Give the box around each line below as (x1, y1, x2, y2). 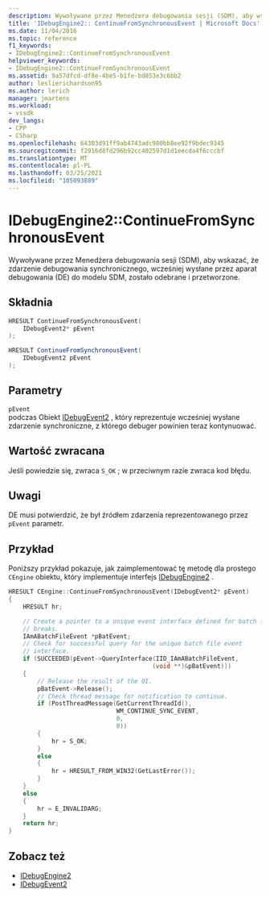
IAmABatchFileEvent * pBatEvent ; (22, 632, 131, 641)
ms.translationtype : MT (8, 154, 88, 162)
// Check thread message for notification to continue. (37, 692, 228, 700)
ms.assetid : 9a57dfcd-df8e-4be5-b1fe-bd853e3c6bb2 (8, 72, 182, 80)
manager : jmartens (8, 94, 70, 102)
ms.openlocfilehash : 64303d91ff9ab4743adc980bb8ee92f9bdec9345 (8, 139, 225, 147)
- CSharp (8, 131, 38, 139)
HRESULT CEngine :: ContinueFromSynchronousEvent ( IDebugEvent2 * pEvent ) (8, 588, 250, 596)
